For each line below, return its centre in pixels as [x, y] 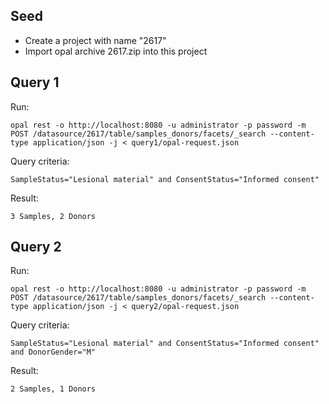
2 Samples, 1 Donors [53, 389]
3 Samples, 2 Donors [53, 216]
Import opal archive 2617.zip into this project [116, 51]
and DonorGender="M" [53, 352]
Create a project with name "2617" [95, 40]
